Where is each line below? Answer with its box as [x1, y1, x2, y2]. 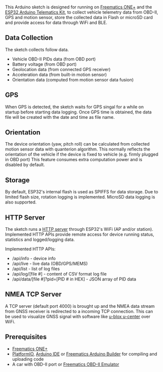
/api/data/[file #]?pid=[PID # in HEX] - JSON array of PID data [12, 276, 137, 282]
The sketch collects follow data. [5, 46, 69, 53]
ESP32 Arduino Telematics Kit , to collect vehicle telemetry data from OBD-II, [5, 9, 159, 15]
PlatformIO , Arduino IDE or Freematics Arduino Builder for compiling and [12, 351, 157, 357]
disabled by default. [5, 162, 45, 167]
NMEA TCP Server [5, 290, 62, 298]
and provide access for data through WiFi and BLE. [5, 19, 107, 25]
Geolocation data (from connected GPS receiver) [12, 66, 111, 72]
